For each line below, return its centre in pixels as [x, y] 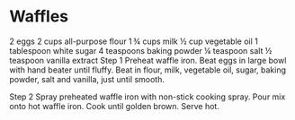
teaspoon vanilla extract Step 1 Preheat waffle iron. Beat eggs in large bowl [148, 60]
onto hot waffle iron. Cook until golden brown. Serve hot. [115, 106]
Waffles [39, 17]
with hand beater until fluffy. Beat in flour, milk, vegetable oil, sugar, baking [147, 70]
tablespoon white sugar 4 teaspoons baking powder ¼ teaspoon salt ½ [141, 50]
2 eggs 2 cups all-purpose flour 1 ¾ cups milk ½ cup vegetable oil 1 [134, 41]
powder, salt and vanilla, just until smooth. [87, 79]
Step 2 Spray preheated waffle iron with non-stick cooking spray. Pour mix [147, 97]
